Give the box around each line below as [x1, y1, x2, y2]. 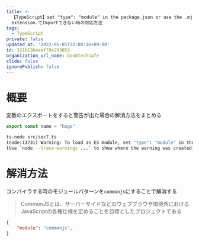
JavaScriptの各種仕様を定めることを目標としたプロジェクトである [20, 208, 182, 215]
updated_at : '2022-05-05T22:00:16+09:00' [6, 42, 110, 48]
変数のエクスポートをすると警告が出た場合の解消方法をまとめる [6, 112, 162, 119]
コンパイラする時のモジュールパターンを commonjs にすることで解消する [6, 188, 178, 195]
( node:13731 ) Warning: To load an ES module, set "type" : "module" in [6, 140, 184, 146]
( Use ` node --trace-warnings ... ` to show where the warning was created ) [6, 145, 195, 151]
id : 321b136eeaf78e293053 [6, 47, 70, 53]
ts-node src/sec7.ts [6, 134, 57, 140]
